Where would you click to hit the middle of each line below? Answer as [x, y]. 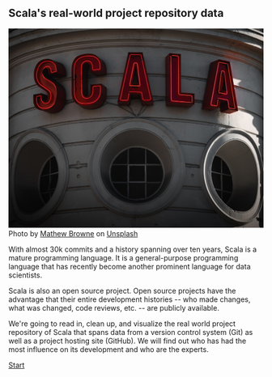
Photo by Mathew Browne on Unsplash [73, 234]
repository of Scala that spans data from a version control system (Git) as [131, 333]
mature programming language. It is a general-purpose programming [123, 258]
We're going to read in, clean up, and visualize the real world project [122, 324]
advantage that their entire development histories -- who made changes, [130, 299]
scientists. [25, 275]
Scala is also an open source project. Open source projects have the [122, 291]
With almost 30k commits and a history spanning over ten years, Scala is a [133, 249]
